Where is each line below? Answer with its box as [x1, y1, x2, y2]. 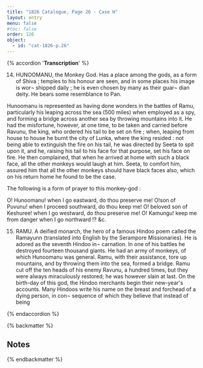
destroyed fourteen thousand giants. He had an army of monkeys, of [15, 247, 187, 254]
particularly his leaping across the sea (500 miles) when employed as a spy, [7, 109, 196, 116]
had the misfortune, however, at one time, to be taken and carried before [7, 121, 188, 129]
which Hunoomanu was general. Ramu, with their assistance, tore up [15, 253, 187, 261]
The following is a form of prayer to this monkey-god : [7, 184, 141, 192]
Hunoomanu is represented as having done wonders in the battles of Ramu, [7, 102, 195, 109]
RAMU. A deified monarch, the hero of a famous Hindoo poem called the [15, 227, 196, 235]
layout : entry [7, 15, 43, 21]
